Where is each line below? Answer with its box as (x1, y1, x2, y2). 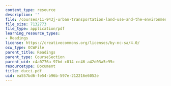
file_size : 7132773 (5, 21, 47, 27)
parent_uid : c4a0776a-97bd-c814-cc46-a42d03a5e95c (5, 59, 115, 64)
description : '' (5, 12, 40, 17)
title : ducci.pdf (5, 69, 42, 74)
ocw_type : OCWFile (5, 45, 44, 50)
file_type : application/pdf (5, 26, 65, 31)
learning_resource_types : (5, 31, 60, 36)
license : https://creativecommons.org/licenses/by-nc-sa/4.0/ (5, 40, 140, 46)
